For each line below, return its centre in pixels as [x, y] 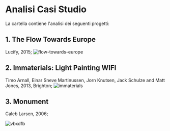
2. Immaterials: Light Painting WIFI [61, 68]
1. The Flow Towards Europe [50, 40]
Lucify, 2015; [19, 51]
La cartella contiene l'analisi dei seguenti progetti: [57, 23]
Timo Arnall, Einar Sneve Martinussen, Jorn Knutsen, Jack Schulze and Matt [85, 80]
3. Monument [27, 101]
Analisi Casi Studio [46, 9]
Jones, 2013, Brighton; [29, 86]
